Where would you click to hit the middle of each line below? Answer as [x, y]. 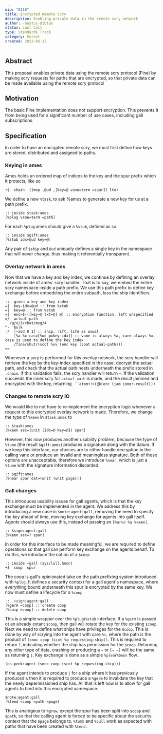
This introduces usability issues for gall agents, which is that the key [73, 501]
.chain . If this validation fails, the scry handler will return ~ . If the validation [80, 373]
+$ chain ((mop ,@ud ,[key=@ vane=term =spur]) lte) [62, 190]
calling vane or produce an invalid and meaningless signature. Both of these [81, 455]
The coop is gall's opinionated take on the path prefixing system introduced [81, 577]
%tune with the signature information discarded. [52, 465]
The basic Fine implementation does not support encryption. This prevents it [82, 110]
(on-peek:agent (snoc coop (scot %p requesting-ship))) [63, 664]
